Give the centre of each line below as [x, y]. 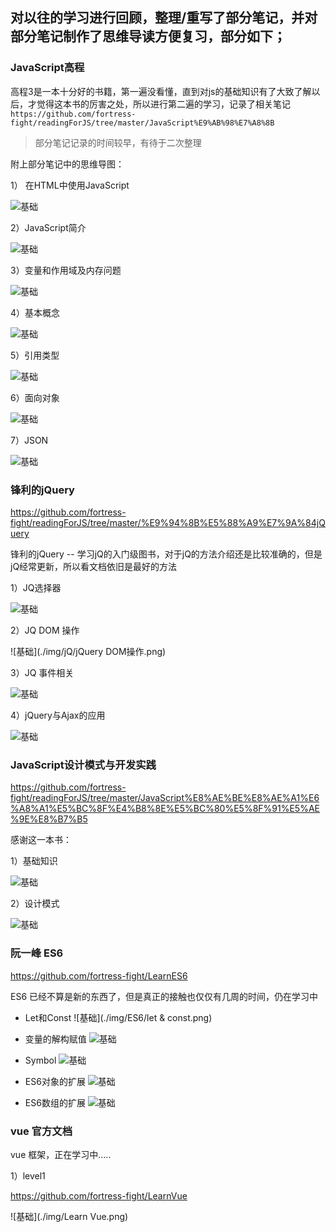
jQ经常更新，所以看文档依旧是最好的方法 [94, 566]
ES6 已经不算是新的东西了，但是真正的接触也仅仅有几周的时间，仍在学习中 [164, 996]
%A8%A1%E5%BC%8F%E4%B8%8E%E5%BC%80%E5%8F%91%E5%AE [165, 809]
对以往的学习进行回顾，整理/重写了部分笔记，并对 [164, 18]
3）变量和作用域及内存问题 [66, 270]
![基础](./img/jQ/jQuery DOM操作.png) [88, 651]
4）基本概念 [35, 312]
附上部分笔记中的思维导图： [67, 164]
